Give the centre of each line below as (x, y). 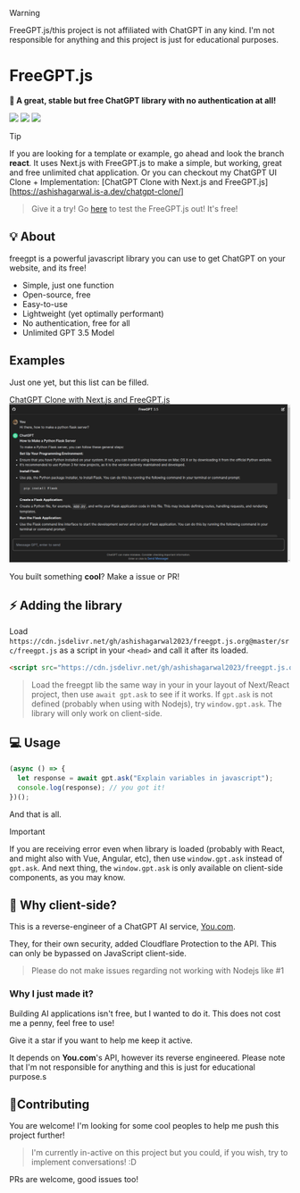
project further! (37, 1135)
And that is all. (36, 814)
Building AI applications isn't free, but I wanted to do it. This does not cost (145, 1014)
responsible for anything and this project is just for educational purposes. (144, 40)
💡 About (33, 237)
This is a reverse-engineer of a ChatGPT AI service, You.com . (122, 927)
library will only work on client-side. (96, 713)
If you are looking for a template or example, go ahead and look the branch (147, 153)
